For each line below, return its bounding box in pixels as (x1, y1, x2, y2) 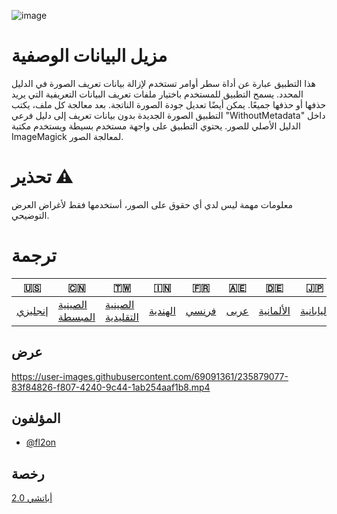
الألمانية (258, 303, 291, 317)
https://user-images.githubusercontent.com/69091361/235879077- (11, 370, 289, 382)
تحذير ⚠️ (11, 166, 74, 189)
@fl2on (25, 436, 57, 449)
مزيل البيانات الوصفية (11, 45, 168, 67)
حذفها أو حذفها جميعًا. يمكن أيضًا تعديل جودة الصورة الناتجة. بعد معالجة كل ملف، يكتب (11, 98, 327, 110)
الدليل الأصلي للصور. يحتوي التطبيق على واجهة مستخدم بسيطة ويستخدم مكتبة (11, 120, 301, 132)
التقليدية (105, 310, 139, 324)
